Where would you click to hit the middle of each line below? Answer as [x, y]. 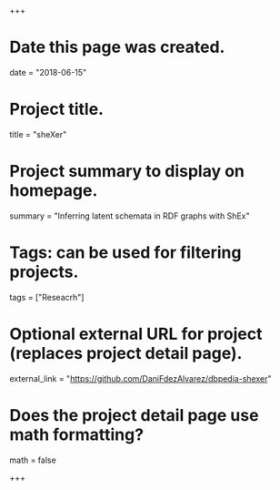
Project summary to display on [127, 172]
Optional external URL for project [136, 334]
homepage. [54, 191]
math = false [33, 460]
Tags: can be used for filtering [125, 252]
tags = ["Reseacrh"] [47, 297]
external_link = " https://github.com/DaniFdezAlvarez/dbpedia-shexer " [140, 378]
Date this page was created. [117, 47]
